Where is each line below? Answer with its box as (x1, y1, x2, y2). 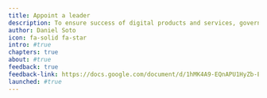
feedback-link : (8, 70, 59, 78)
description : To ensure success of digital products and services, (8, 19, 237, 27)
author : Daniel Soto (8, 26, 77, 34)
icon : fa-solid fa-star (8, 33, 87, 42)
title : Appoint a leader (8, 11, 91, 20)
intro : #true (8, 41, 52, 49)
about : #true (8, 56, 52, 64)
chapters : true (8, 48, 59, 56)
